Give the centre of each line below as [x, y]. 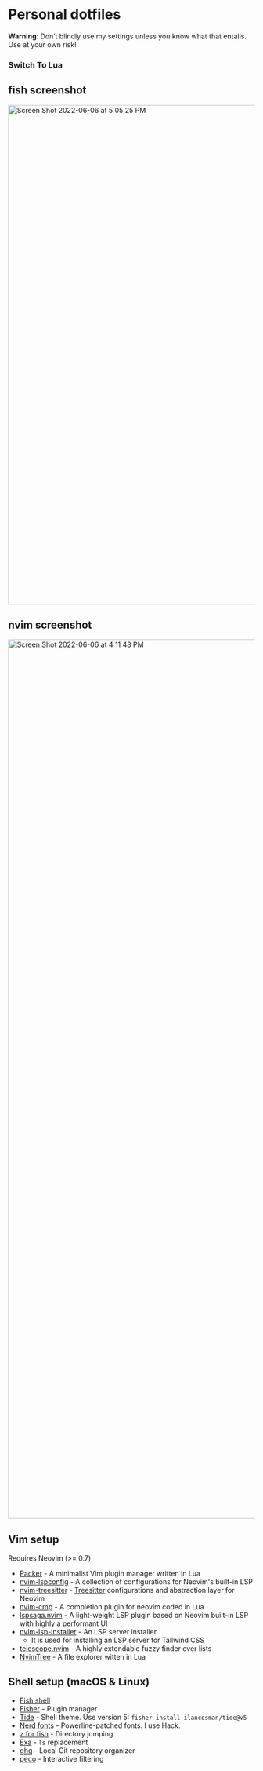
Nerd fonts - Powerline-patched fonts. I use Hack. [100, 1725]
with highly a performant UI [63, 1623]
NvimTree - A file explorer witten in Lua [83, 1657]
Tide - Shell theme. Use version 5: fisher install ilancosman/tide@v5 [133, 1718]
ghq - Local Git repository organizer [77, 1751]
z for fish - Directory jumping [66, 1734]
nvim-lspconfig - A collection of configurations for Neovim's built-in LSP [136, 1582]
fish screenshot [47, 91]
